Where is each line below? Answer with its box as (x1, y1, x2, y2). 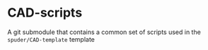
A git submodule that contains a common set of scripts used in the (7, 28, 202, 36)
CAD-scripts (7, 5, 83, 21)
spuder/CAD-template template (7, 35, 96, 43)
